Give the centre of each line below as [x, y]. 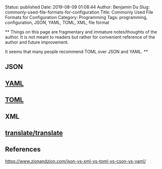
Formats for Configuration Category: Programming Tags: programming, [76, 17]
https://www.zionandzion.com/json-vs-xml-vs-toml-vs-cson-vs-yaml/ [75, 161]
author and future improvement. [37, 42]
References [23, 149]
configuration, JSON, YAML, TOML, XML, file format [57, 22]
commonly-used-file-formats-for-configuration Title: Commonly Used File [79, 12]
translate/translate [34, 133]
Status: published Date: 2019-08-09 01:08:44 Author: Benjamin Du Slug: [77, 7]
